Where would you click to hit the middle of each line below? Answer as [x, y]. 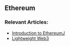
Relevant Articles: [27, 22]
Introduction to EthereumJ [38, 33]
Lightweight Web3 [30, 38]
